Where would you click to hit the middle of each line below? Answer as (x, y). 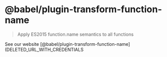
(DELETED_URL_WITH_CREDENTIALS (44, 49)
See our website (22, 44)
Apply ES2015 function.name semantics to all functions (75, 34)
